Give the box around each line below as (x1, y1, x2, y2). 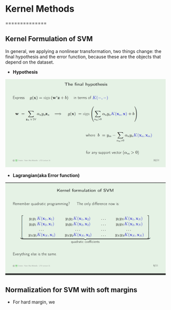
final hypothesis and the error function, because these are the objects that (5, 53, 161, 60)
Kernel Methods (5, 3, 75, 15)
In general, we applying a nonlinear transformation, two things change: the (5, 48, 162, 54)
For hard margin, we (12, 299, 55, 305)
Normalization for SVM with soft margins (5, 286, 137, 294)
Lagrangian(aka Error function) (12, 172, 80, 178)
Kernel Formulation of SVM (5, 35, 93, 43)
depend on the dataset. (5, 59, 54, 65)
